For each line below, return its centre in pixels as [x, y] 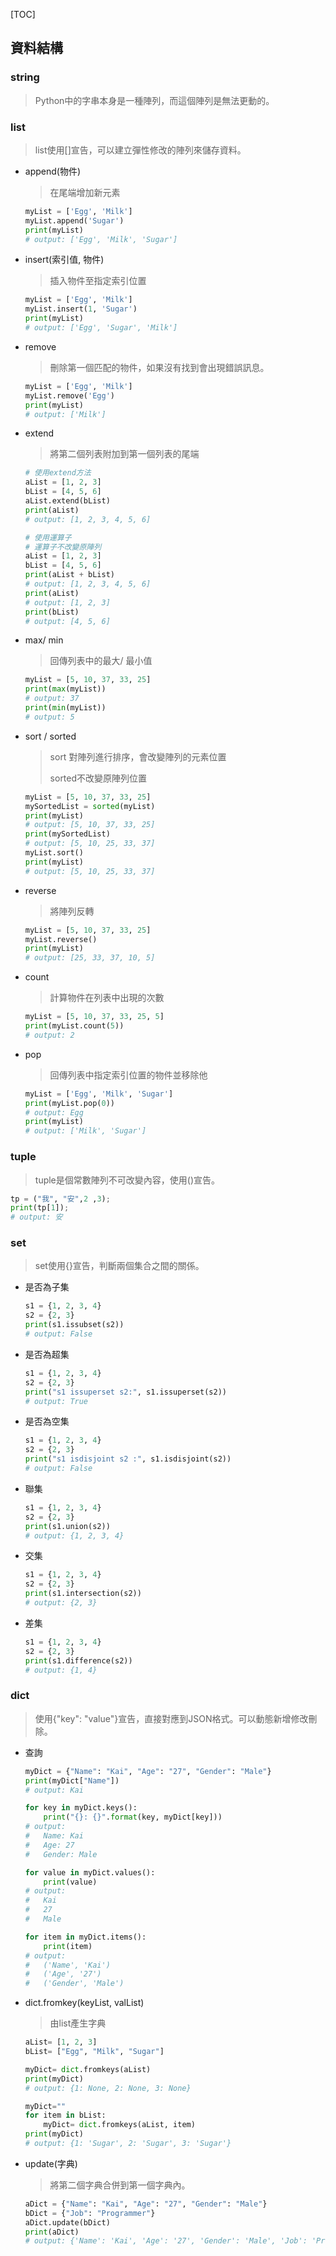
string [25, 77]
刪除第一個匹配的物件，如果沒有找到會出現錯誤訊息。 [159, 367]
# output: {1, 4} [61, 1670]
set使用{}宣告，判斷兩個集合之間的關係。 [119, 1266]
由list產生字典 [78, 2023]
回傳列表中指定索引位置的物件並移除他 [128, 1075]
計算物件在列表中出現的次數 [107, 998]
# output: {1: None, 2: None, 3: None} [108, 2088]
